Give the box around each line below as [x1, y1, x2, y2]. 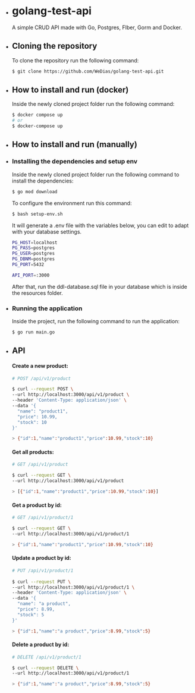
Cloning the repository [11, 41, 97, 51]
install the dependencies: [11, 177, 74, 184]
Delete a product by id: [11, 641, 70, 648]
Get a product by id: [11, 501, 62, 509]
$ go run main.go [11, 329, 55, 335]
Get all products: [11, 448, 55, 455]
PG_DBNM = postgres [11, 256, 55, 262]
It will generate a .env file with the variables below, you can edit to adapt [11, 222, 189, 229]
